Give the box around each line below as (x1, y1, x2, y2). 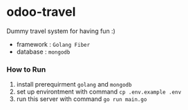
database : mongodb (16, 47, 70, 56)
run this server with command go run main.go (16, 95, 147, 103)
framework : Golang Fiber (16, 40, 91, 48)
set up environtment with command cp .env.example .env (16, 87, 182, 96)
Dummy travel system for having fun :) (6, 27, 115, 35)
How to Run (6, 65, 46, 74)
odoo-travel (6, 4, 76, 20)
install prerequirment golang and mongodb (16, 80, 132, 89)
